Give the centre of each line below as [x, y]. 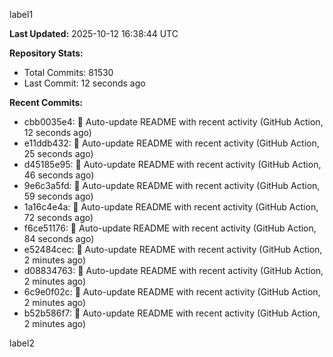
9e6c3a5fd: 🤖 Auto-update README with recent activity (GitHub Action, [172, 185]
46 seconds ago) [59, 175]
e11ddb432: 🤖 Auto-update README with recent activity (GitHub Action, [171, 143]
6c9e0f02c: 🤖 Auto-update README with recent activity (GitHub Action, [172, 292]
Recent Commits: [46, 102]
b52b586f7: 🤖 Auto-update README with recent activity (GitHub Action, [172, 313]
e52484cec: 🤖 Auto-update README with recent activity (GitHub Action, [173, 249]
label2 [22, 343]
